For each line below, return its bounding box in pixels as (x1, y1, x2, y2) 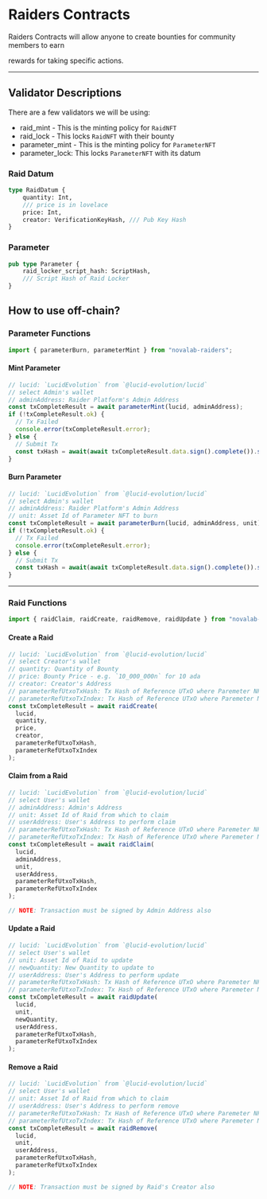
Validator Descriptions (8, 86, 122, 100)
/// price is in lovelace (22, 200, 109, 208)
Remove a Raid (8, 1062, 58, 1072)
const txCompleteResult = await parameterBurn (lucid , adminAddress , (8, 520, 240, 527)
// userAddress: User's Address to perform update (8, 971, 180, 979)
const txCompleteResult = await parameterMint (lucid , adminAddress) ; (8, 403, 244, 411)
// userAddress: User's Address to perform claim (8, 818, 176, 827)
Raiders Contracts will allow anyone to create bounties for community (8, 32, 236, 41)
